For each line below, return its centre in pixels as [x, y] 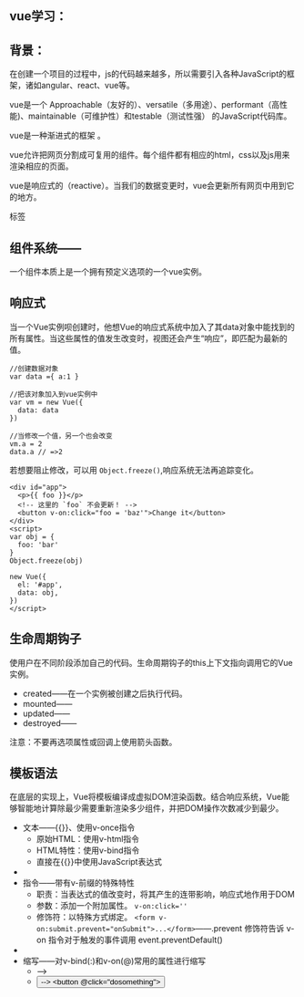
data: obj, [38, 592]
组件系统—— [46, 248]
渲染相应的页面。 [41, 166]
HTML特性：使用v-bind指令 [88, 850]
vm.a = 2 [26, 444]
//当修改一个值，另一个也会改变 [61, 436]
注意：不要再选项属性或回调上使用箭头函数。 [93, 742]
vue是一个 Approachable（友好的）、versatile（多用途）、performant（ [141, 105]
